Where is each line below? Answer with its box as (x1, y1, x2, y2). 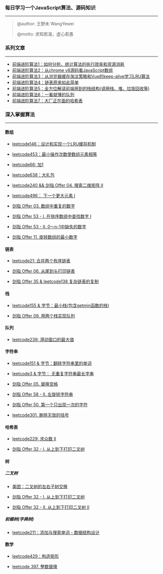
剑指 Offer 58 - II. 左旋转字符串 (12, 391, 73, 397)
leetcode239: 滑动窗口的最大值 (12, 336, 74, 342)
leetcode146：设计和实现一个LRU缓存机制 (12, 141, 96, 147)
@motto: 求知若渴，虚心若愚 (16, 31, 74, 37)
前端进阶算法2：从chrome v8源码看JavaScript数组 (12, 67, 113, 73)
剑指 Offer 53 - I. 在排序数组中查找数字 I (12, 213, 91, 220)
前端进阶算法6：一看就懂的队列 (12, 92, 75, 97)
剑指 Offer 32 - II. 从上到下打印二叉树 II (12, 504, 90, 510)
